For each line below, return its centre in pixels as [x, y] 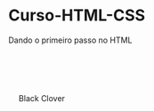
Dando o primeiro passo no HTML [70, 40]
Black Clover [42, 98]
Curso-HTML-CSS [77, 16]
